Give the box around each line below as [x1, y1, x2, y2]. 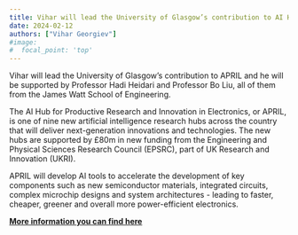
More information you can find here [9, 216, 143, 227]
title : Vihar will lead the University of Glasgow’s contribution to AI [9, 12, 284, 22]
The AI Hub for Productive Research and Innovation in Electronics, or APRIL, [9, 106, 286, 117]
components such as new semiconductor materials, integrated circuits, [9, 180, 269, 191]
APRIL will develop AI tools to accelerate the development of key [9, 170, 246, 182]
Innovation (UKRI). [9, 153, 76, 164]
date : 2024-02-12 [9, 21, 74, 30]
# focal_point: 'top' [9, 46, 93, 55]
